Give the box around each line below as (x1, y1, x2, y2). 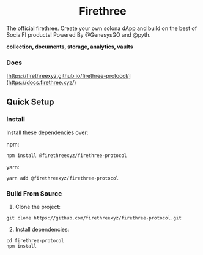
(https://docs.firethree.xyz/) (6, 78, 76, 86)
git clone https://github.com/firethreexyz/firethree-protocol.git (6, 215, 182, 221)
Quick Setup (6, 96, 54, 107)
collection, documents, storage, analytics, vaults (6, 43, 133, 50)
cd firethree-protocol (6, 238, 64, 244)
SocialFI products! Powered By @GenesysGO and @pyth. (6, 31, 151, 38)
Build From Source (6, 189, 62, 197)
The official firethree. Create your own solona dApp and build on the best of (6, 25, 197, 32)
